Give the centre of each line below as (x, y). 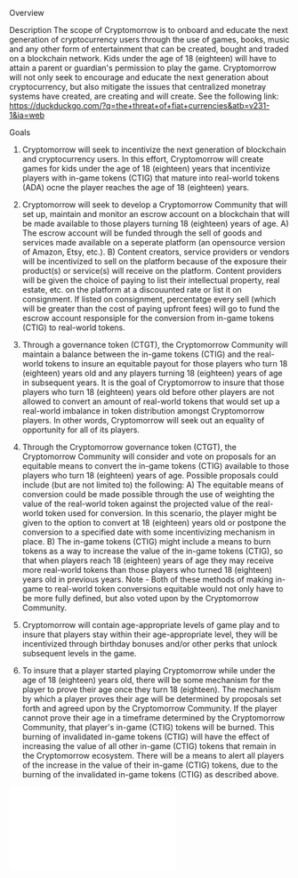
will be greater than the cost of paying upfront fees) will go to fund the (151, 309)
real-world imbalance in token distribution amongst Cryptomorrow (143, 411)
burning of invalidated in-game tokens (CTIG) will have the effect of (146, 737)
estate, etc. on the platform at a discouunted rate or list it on (132, 290)
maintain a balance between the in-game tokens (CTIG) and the (139, 354)
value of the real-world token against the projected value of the (138, 503)
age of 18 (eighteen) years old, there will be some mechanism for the (148, 680)
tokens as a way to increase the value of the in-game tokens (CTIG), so (152, 551)
